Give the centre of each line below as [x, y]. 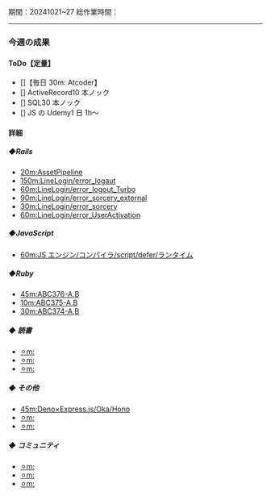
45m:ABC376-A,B [50, 294]
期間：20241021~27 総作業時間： [64, 12]
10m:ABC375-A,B [49, 302]
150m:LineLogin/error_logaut [68, 181]
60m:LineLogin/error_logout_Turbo [78, 189]
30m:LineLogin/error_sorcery [69, 206]
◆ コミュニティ [34, 445]
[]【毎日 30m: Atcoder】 [60, 82]
